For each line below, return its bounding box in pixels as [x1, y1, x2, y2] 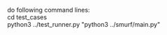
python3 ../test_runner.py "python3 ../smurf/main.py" [7, 21, 161, 28]
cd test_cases [7, 13, 48, 21]
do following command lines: [7, 6, 90, 14]
